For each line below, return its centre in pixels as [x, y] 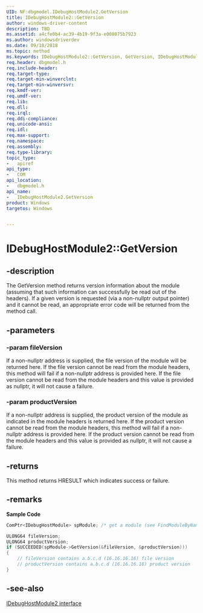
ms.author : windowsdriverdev [43, 40]
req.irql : [19, 113]
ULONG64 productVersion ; [37, 542]
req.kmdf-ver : [24, 91]
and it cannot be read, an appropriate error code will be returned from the [98, 305]
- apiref [20, 164]
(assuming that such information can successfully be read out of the [91, 292]
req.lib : [17, 101]
